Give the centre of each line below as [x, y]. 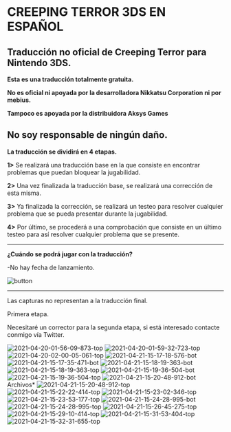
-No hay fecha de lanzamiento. [51, 267]
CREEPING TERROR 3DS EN [87, 12]
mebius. [19, 100]
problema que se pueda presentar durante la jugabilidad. [88, 214]
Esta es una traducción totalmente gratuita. [70, 79]
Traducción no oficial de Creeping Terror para [107, 52]
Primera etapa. [28, 313]
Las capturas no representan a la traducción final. [77, 300]
